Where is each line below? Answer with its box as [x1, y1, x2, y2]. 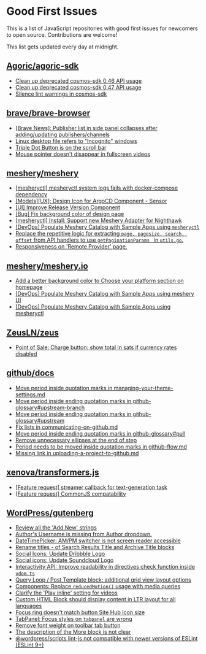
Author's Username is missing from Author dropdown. [15, 531, 152, 538]
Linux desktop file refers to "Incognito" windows [15, 137, 137, 145]
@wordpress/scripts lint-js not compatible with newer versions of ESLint [15, 635, 198, 642]
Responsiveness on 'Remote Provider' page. [15, 243, 128, 250]
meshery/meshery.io [6, 261, 88, 271]
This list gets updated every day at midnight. [6, 43, 119, 50]
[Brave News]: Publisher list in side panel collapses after [15, 124, 158, 131]
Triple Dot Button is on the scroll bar [15, 144, 107, 151]
